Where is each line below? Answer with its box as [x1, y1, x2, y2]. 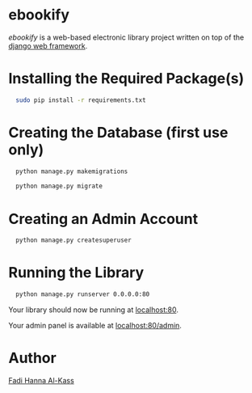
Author [8, 349, 57, 367]
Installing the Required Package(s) [8, 70, 245, 88]
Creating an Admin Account [8, 209, 199, 228]
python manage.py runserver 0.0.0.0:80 [15, 290, 150, 298]
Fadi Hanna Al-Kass [8, 375, 74, 385]
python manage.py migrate [15, 182, 103, 191]
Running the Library [8, 264, 145, 282]
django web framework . [8, 40, 88, 50]
